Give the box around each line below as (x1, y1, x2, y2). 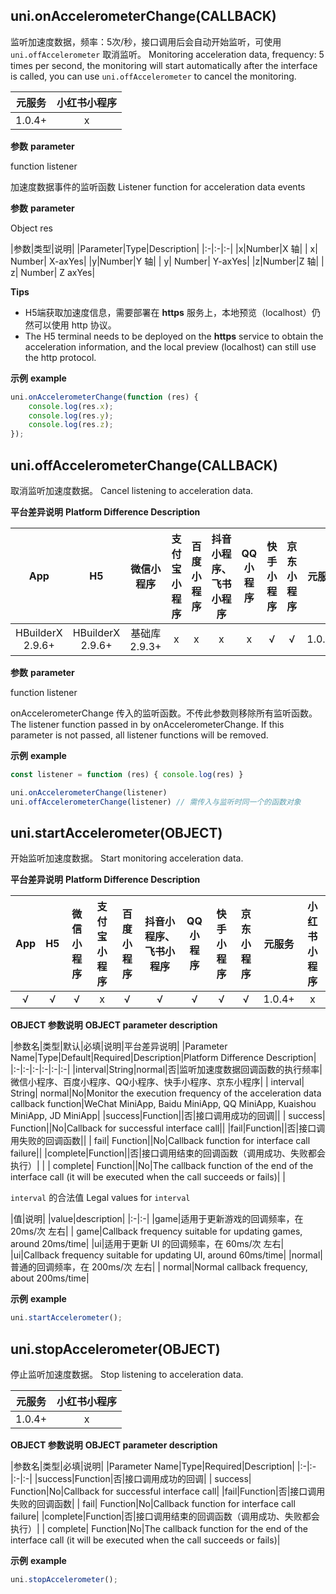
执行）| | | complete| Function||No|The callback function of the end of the (10, 1160, 314, 1172)
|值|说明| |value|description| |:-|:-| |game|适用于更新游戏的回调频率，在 (10, 1213, 304, 1225)
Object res (10, 222, 53, 234)
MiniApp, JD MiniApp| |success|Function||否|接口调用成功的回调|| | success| (10, 1110, 326, 1122)
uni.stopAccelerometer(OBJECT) (10, 1340, 221, 1358)
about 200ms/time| (10, 1272, 90, 1284)
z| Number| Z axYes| (10, 266, 96, 278)
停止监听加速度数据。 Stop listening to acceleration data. (10, 1369, 244, 1381)
